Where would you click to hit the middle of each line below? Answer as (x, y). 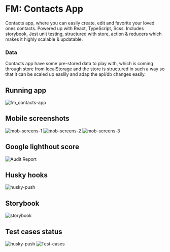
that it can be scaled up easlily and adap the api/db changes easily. (76, 74)
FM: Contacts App (44, 9)
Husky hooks (27, 175)
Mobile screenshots (37, 118)
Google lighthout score (42, 147)
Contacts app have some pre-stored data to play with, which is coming (79, 64)
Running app (26, 90)
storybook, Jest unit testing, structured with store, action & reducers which (83, 34)
